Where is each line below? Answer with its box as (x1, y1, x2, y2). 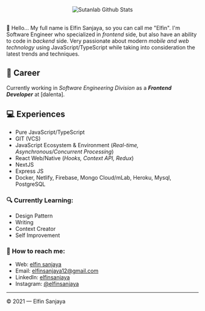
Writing (15, 218, 34, 225)
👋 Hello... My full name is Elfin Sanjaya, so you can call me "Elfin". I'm (6, 24, 181, 31)
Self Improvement (15, 232, 60, 239)
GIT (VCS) (15, 134, 41, 142)
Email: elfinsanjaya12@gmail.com (15, 267, 99, 274)
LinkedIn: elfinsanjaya (15, 274, 70, 281)
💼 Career (6, 68, 41, 78)
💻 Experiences (6, 109, 65, 120)
